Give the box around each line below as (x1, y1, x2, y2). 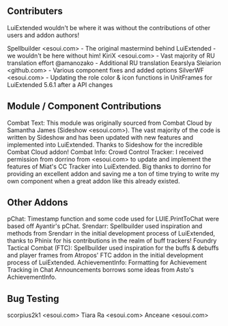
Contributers (7, 5, 63, 17)
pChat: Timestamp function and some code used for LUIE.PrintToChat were (7, 215, 220, 223)
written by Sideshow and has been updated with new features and (7, 133, 193, 141)
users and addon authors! (7, 31, 80, 39)
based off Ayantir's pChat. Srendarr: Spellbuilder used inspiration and (7, 222, 203, 230)
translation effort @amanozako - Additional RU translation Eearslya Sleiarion (7, 58, 221, 67)
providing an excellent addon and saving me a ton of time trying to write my (7, 169, 220, 177)
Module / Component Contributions (7, 101, 162, 112)
